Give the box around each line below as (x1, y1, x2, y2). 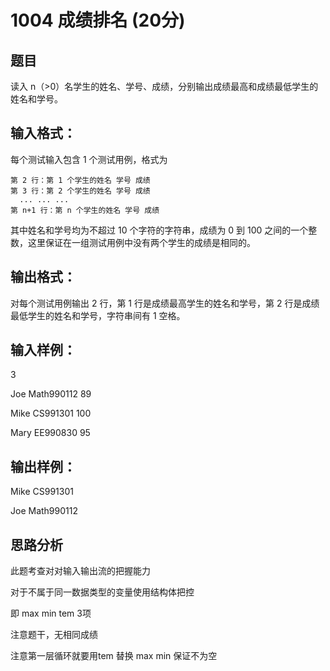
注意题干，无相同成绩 (10, 629, 98, 641)
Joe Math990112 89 (10, 388, 92, 400)
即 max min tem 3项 (10, 607, 92, 620)
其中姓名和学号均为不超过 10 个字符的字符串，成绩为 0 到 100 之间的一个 (10, 224, 309, 236)
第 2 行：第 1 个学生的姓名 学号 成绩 (10, 175, 151, 185)
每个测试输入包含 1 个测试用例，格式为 (10, 153, 168, 165)
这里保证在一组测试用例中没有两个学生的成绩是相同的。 (27, 236, 256, 248)
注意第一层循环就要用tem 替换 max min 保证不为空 (10, 650, 218, 662)
